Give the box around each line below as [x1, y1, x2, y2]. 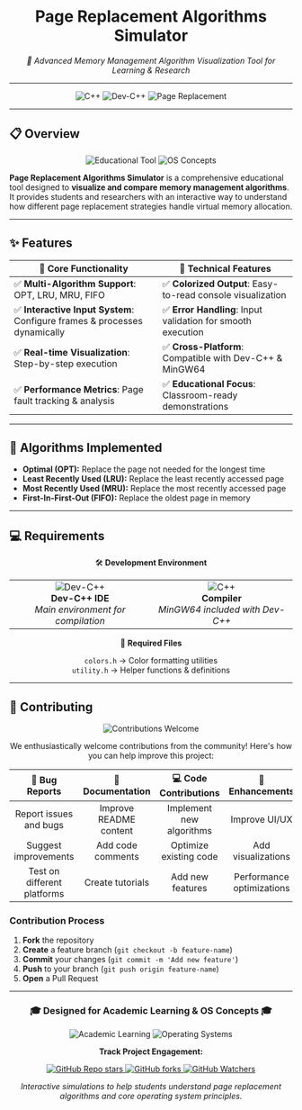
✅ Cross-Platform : [162, 340, 244, 353]
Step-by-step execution [13, 357, 119, 370]
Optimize [170, 839, 209, 852]
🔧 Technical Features [179, 262, 271, 275]
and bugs [23, 819, 65, 831]
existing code [161, 851, 218, 862]
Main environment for [34, 603, 126, 616]
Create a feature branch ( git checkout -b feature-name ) [22, 944, 233, 955]
